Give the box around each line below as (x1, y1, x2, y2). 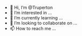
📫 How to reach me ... (9, 26, 56, 31)
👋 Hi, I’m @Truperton (9, 5, 53, 10)
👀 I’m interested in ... (9, 10, 52, 16)
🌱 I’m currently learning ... (9, 15, 63, 20)
